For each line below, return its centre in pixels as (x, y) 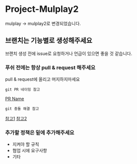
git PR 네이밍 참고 (23, 90)
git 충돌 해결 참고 (22, 109)
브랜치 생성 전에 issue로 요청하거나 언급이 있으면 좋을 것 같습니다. (69, 54)
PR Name (15, 99)
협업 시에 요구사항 (30, 151)
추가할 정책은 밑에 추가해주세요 (40, 132)
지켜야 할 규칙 (26, 144)
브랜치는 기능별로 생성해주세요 (49, 41)
